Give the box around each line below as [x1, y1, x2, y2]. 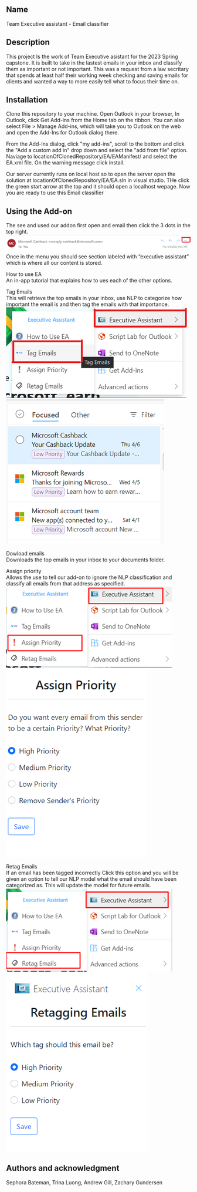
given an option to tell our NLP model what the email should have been [6, 875, 177, 883]
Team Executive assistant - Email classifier [6, 20, 109, 27]
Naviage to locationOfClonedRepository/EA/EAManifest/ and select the [6, 153, 178, 160]
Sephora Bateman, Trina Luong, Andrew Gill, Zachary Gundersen [6, 1178, 163, 1186]
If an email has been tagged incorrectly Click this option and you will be [6, 869, 179, 876]
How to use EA [6, 270, 42, 278]
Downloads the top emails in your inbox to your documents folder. [6, 556, 165, 563]
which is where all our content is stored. [6, 259, 103, 266]
